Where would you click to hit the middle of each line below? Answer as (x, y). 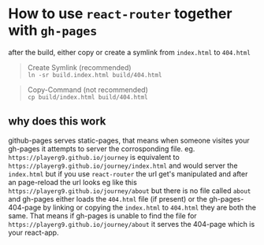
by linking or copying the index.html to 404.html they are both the (149, 207)
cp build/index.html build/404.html (87, 97)
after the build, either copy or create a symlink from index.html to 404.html (129, 52)
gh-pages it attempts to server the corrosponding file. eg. (102, 148)
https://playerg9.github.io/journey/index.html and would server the (123, 165)
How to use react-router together (120, 14)
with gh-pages (53, 30)
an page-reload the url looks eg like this (73, 182)
